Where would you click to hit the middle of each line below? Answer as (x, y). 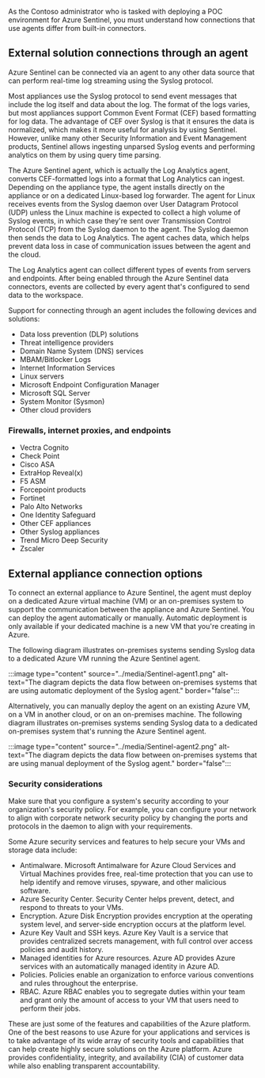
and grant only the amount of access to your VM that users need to (129, 1000)
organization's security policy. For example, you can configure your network (132, 809)
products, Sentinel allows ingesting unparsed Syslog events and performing (132, 147)
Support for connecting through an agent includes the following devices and (132, 310)
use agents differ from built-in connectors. (77, 28)
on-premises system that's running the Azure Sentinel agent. (108, 731)
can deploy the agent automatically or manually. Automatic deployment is (128, 618)
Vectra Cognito (44, 448)
